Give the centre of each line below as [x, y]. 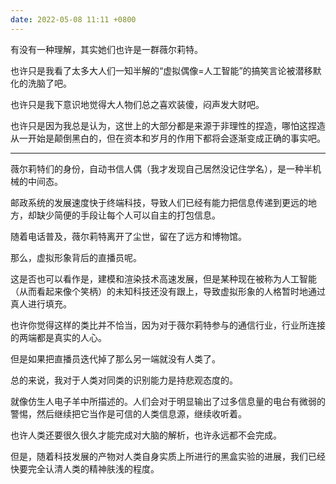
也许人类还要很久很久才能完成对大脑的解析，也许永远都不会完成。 [146, 435]
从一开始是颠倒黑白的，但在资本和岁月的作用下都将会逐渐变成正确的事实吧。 [168, 138]
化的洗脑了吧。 [41, 83]
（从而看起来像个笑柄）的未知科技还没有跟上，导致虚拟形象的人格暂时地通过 [168, 291]
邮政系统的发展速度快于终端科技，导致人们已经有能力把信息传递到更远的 [159, 202]
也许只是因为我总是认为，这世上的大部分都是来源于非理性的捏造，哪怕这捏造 [168, 125]
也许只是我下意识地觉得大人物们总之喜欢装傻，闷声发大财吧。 [137, 104]
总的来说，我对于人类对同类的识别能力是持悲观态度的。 [124, 380]
